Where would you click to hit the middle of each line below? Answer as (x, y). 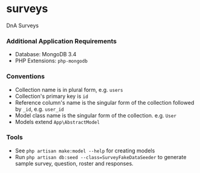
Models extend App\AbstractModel (57, 122)
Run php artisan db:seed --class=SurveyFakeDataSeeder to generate (101, 157)
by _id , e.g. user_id (40, 109)
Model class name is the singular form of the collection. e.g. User (96, 115)
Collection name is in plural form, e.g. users (69, 90)
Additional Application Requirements (61, 41)
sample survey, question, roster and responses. (74, 163)
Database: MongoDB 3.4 (46, 54)
